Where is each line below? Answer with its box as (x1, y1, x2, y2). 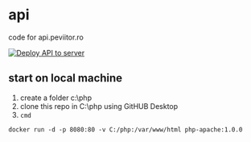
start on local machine (8, 71, 123, 86)
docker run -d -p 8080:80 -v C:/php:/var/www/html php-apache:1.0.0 (8, 125, 243, 134)
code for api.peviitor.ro (8, 32, 84, 42)
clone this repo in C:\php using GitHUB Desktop (19, 101, 179, 111)
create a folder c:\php (19, 93, 93, 102)
